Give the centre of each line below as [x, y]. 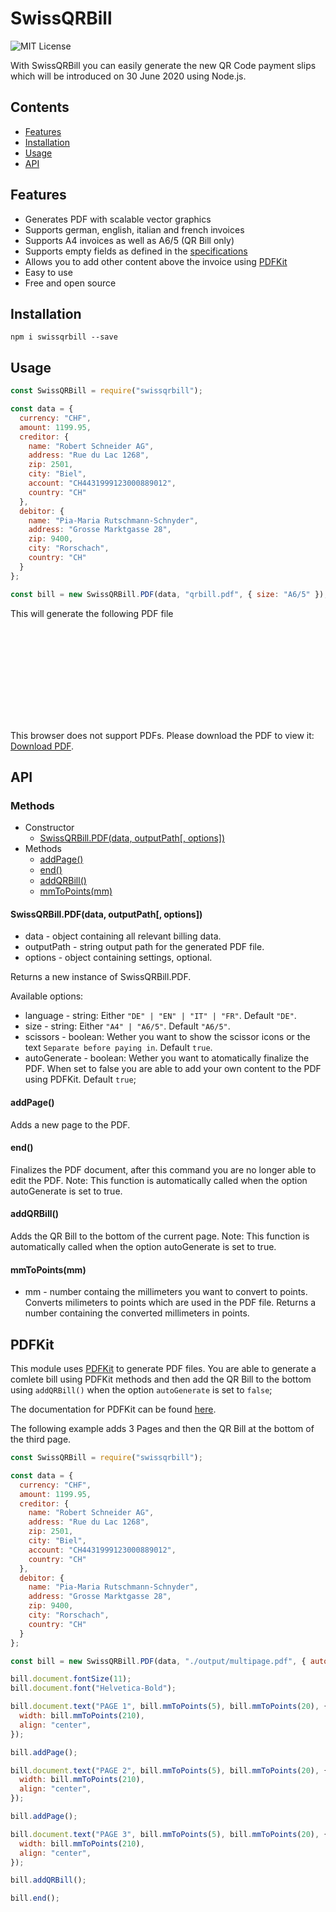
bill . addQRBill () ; [48, 1880]
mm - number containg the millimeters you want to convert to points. [166, 1292]
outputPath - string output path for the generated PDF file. [144, 947]
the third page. [41, 1439]
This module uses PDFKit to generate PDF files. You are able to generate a [163, 1369]
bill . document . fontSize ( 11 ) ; [71, 1679]
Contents [40, 107]
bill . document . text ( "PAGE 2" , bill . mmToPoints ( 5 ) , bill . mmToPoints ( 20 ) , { [169, 1770]
